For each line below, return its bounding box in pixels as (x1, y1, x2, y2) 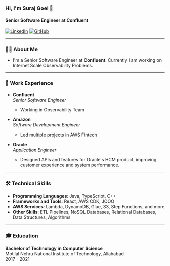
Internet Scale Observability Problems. (12, 63, 93, 69)
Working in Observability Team (20, 106, 84, 113)
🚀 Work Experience (5, 80, 54, 87)
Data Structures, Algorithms (12, 214, 71, 220)
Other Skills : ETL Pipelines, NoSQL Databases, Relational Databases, (12, 209, 157, 215)
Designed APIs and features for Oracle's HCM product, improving (20, 156, 157, 162)
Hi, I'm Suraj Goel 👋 (5, 5, 53, 12)
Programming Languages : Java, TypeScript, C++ (12, 193, 116, 199)
